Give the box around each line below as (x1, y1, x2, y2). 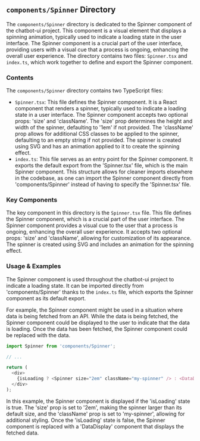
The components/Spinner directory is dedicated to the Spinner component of (6, 20, 192, 27)
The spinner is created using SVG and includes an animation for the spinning (6, 241, 194, 248)
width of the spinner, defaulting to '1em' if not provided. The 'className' (14, 124, 193, 131)
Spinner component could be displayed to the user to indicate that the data (6, 319, 190, 326)
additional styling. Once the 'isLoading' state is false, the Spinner (6, 417, 165, 424)
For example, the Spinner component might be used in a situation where (6, 306, 183, 313)
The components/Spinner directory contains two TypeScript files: (6, 87, 164, 94)
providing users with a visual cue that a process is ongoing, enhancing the (6, 46, 189, 53)
